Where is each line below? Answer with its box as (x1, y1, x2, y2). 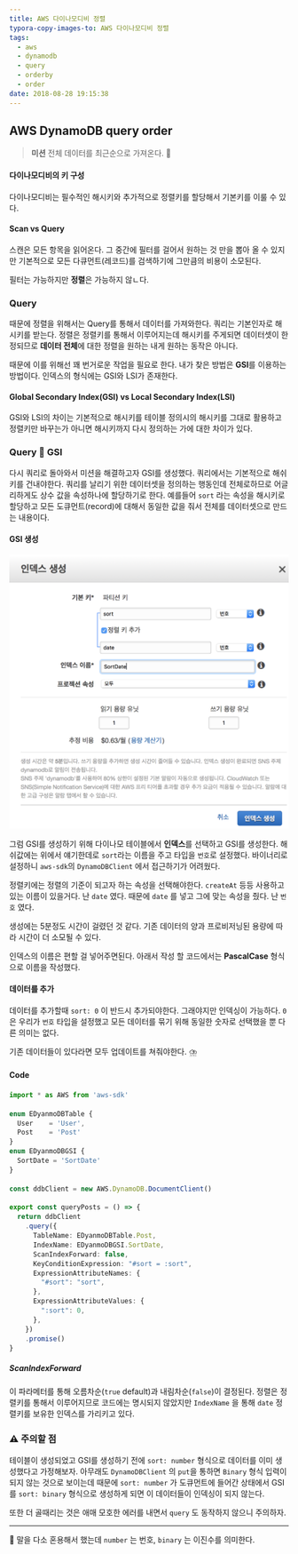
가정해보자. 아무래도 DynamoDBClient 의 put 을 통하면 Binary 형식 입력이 (39, 1466, 287, 1477)
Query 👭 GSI (9, 446, 63, 458)
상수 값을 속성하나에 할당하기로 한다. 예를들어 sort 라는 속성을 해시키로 (39, 490, 286, 500)
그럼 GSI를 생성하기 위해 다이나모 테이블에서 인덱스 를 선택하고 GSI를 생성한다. (9, 838, 279, 849)
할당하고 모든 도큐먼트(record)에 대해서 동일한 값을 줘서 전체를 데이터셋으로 (9, 500, 271, 511)
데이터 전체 (39, 340, 78, 351)
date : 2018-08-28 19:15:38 (9, 89, 109, 98)
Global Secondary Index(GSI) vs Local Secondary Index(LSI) (9, 391, 236, 402)
